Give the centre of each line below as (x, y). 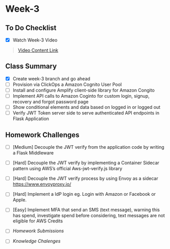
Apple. (20, 200)
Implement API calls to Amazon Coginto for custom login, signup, (81, 96)
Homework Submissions (38, 231)
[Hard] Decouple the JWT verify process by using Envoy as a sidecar (85, 178)
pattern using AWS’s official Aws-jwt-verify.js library (67, 169)
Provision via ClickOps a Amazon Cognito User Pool (67, 84)
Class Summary (31, 66)
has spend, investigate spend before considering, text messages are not (89, 216)
